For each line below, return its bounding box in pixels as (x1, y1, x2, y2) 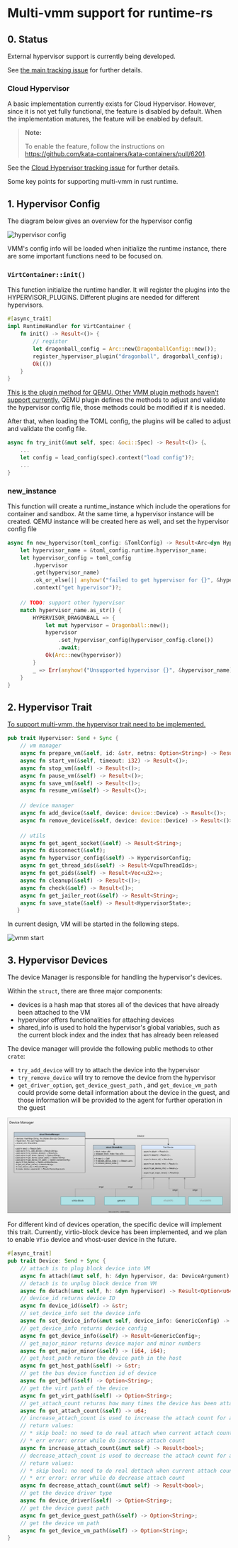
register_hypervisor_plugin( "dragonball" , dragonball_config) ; (33, 353, 223, 360)
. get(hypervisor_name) (33, 569, 100, 577)
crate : (7, 1052, 25, 1061)
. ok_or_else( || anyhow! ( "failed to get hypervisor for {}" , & (33, 577, 220, 584)
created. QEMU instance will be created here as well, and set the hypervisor (7, 517, 229, 525)
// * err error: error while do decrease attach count (20, 1475, 186, 1482)
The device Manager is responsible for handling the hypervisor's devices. (7, 973, 222, 981)
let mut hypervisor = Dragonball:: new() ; (45, 621, 170, 629)
